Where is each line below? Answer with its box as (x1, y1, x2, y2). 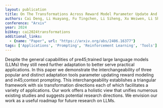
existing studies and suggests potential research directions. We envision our (5, 93, 158, 98)
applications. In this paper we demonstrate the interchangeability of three (5, 66, 152, 73)
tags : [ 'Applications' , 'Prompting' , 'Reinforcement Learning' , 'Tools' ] (5, 43, 158, 48)
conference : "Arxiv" (5, 20, 47, 26)
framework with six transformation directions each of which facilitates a (5, 82, 148, 88)
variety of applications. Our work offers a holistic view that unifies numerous (5, 87, 158, 93)
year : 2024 (5, 25, 27, 30)
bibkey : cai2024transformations (5, 30, 70, 34)
